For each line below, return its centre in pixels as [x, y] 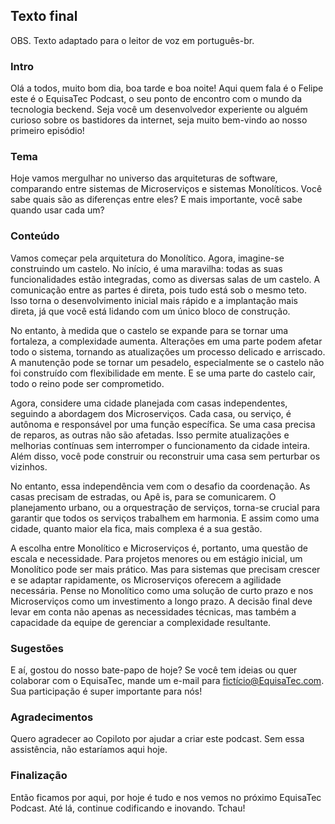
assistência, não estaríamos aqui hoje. [89, 750]
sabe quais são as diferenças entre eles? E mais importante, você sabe [156, 200]
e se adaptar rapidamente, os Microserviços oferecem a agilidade [146, 580]
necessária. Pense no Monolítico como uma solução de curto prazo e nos [162, 590]
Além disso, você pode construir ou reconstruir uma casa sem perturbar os [165, 456]
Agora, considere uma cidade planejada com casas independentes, [149, 403]
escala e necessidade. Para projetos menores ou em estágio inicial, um [156, 558]
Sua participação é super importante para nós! [106, 691]
